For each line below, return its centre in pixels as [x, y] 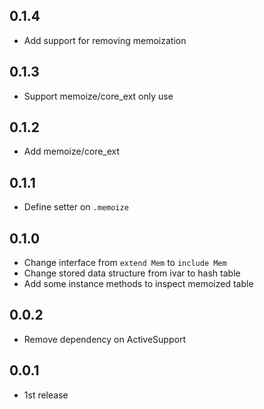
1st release [46, 395]
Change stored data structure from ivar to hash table [132, 273]
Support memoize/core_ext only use [98, 96]
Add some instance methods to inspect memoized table [138, 284]
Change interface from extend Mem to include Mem [125, 263]
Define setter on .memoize [76, 207]
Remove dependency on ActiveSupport [104, 339]
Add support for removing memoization [105, 40]
